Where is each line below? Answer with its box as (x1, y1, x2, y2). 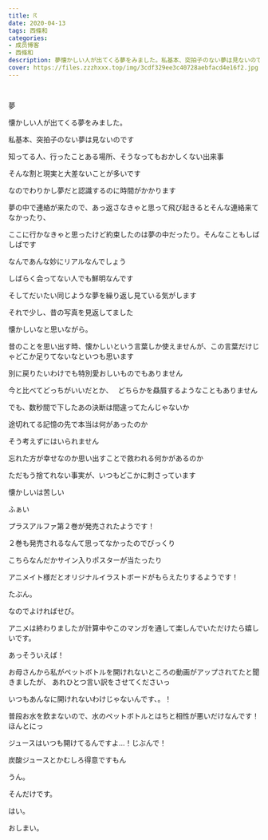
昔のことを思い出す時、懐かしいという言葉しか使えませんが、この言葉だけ (8, 341, 253, 351)
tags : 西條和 (8, 26, 48, 34)
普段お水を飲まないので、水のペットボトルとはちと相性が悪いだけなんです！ (8, 711, 259, 720)
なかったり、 (8, 213, 50, 222)
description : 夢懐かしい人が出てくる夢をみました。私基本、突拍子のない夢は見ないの (8, 57, 257, 65)
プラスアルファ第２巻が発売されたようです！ (8, 521, 156, 531)
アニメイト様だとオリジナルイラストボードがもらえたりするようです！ (8, 572, 239, 582)
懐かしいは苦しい (8, 487, 65, 496)
